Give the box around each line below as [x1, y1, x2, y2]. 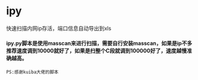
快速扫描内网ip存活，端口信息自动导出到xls [6, 24, 112, 32]
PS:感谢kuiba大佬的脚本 [6, 69, 59, 75]
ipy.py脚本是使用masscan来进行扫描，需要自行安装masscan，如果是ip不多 [6, 39, 193, 47]
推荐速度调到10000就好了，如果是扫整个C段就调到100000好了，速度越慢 [6, 47, 187, 54]
